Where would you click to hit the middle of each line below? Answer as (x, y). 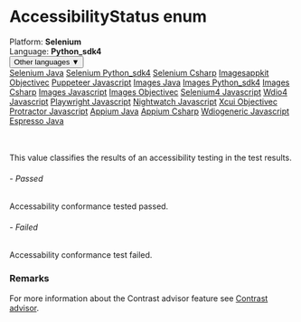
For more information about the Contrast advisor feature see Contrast (139, 298)
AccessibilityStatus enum (108, 17)
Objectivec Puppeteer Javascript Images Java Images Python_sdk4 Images (150, 82)
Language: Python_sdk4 (56, 51)
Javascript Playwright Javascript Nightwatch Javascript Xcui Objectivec (144, 101)
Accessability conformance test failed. (81, 255)
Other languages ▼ (47, 62)
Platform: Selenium (45, 42)
